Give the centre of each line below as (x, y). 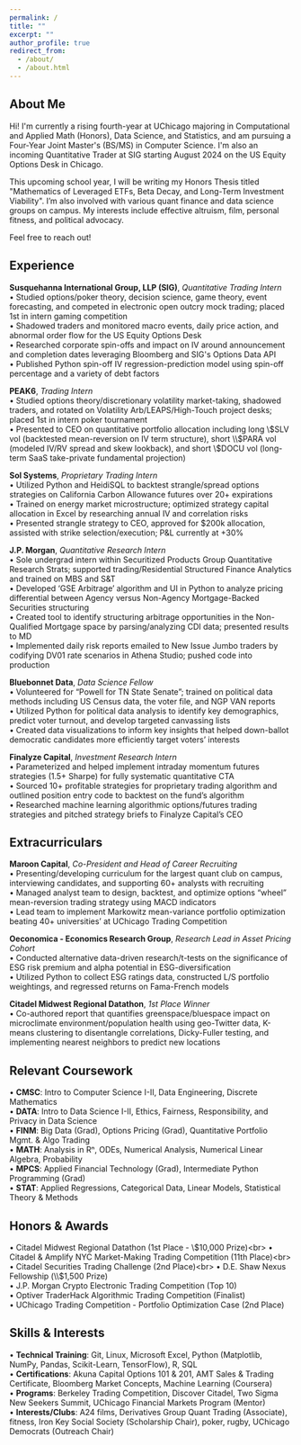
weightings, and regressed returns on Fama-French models (119, 987)
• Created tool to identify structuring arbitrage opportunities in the (132, 616)
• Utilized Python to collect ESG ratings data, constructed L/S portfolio (139, 977)
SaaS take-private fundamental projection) (107, 458)
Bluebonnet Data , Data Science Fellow (81, 682)
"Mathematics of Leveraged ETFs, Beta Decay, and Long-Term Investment (147, 191)
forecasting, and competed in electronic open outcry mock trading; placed (147, 306)
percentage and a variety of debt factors (84, 373)
